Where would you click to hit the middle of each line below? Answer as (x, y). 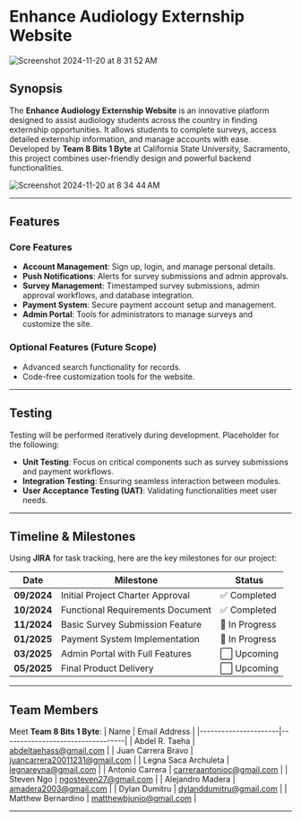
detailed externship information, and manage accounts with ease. (130, 139)
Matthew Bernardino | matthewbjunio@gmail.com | (103, 799)
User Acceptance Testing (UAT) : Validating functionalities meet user (150, 490)
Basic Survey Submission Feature (132, 624)
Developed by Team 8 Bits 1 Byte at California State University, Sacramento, (150, 148)
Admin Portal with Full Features (127, 654)
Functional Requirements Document (137, 610)
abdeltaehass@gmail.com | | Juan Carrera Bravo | (102, 751)
